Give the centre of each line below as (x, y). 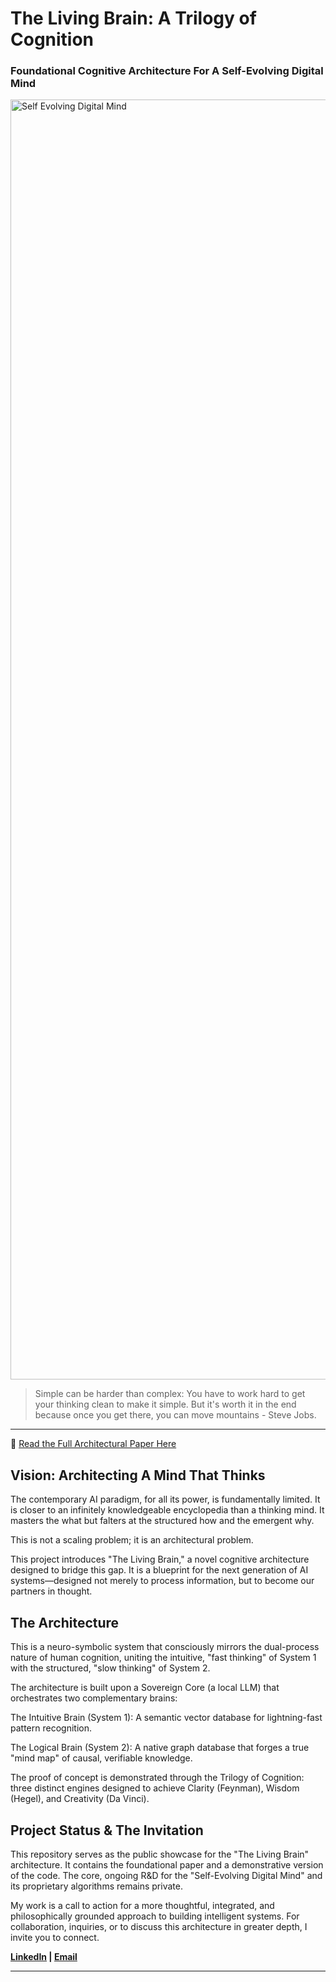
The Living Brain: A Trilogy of (133, 18)
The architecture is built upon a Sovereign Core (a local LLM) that (145, 1688)
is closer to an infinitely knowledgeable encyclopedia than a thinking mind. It (167, 1510)
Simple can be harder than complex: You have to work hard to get (170, 1394)
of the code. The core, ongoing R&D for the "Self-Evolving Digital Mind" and (166, 1875)
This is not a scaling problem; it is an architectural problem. (132, 1540)
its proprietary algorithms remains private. (96, 1886)
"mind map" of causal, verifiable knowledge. (101, 1758)
